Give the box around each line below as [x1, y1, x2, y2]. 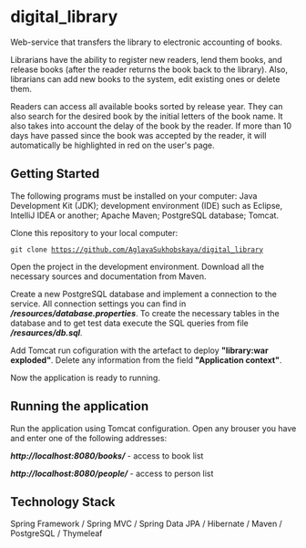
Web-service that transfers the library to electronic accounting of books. [10, 36, 283, 47]
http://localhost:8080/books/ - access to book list [10, 450, 204, 461]
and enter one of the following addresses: [10, 432, 168, 443]
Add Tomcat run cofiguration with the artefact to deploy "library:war [10, 345, 269, 356]
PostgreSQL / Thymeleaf [10, 528, 103, 539]
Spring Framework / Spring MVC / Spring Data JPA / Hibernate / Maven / [10, 518, 283, 530]
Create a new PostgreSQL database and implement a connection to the [10, 288, 277, 299]
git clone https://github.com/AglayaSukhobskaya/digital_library [10, 244, 263, 254]
